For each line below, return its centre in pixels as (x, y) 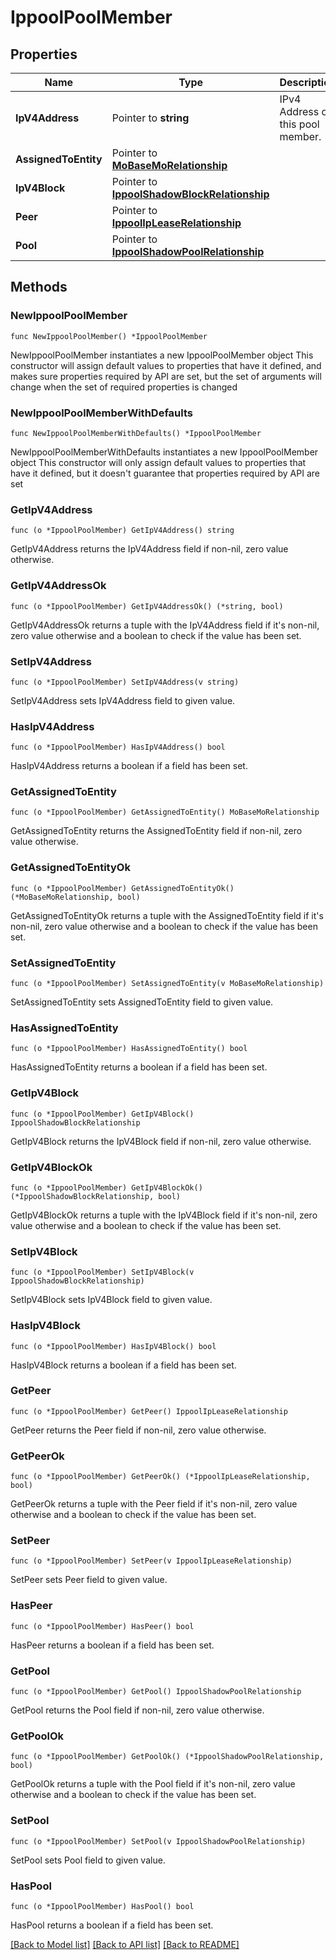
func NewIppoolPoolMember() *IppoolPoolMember (109, 336)
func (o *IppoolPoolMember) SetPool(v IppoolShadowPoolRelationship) (158, 1841)
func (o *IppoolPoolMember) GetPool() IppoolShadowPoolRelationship (156, 1692)
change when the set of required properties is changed (124, 387)
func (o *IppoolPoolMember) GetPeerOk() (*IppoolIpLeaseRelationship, (160, 1477)
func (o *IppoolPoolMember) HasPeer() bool (102, 1626)
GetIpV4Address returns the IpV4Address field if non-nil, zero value (149, 549)
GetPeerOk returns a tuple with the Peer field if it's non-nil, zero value (154, 1504)
